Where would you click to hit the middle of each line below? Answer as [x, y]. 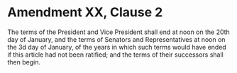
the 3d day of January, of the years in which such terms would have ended [117, 47]
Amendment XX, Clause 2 [85, 12]
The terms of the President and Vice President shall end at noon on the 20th [119, 32]
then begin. [24, 62]
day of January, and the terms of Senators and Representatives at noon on [116, 39]
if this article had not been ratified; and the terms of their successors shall [115, 55]
